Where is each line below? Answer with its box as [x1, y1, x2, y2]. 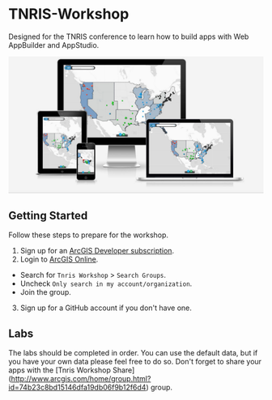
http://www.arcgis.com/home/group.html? [11, 374, 151, 384]
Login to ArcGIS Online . [19, 254, 99, 264]
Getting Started [8, 209, 88, 223]
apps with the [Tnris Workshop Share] [8, 365, 135, 375]
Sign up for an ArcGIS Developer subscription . [19, 246, 175, 256]
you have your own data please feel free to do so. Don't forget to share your [8, 357, 261, 367]
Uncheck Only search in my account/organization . [19, 279, 193, 288]
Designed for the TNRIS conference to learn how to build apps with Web [8, 32, 249, 41]
